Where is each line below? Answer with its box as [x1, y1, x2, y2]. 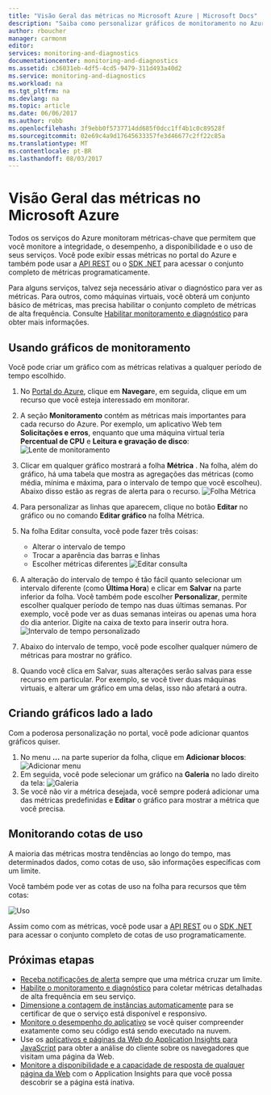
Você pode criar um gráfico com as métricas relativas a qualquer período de [8, 363, 262, 371]
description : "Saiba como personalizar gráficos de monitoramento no [8, 19, 248, 27]
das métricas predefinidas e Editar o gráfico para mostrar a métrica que [19, 795, 260, 804]
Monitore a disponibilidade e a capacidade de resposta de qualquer [19, 1060, 245, 1070]
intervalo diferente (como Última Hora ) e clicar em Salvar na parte [19, 583, 242, 593]
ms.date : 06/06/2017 [8, 110, 78, 118]
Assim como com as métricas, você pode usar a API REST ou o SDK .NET [8, 921, 252, 931]
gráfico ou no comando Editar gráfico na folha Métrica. [19, 510, 205, 520]
